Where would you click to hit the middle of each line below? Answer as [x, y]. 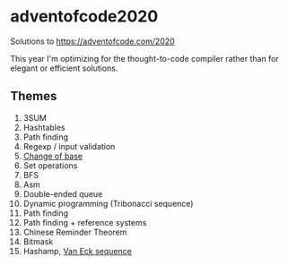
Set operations [50, 165]
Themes [34, 96]
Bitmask [38, 241]
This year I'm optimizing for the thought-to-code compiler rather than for [144, 58]
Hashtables [44, 127]
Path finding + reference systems [85, 222]
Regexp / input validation [69, 146]
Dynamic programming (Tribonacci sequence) [108, 203]
